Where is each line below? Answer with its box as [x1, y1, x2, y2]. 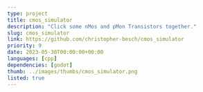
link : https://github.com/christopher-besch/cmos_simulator [7, 36, 185, 43]
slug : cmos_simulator [7, 29, 70, 37]
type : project [7, 10, 48, 17]
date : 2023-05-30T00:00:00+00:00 [7, 49, 104, 56]
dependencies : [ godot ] [7, 62, 73, 68]
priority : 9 [7, 42, 42, 49]
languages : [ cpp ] [7, 55, 58, 62]
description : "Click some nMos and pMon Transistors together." [7, 23, 197, 30]
